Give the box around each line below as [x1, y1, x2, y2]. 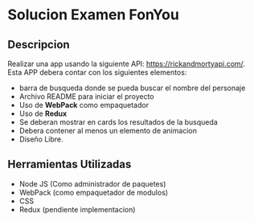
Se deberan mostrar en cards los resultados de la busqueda [18, 117, 218, 126]
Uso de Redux [18, 109, 68, 118]
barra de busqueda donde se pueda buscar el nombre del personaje [18, 83, 246, 92]
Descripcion [7, 38, 70, 51]
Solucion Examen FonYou [7, 6, 180, 24]
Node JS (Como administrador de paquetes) [18, 179, 166, 188]
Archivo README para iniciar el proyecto [18, 92, 154, 101]
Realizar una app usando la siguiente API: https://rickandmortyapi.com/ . [7, 59, 246, 68]
